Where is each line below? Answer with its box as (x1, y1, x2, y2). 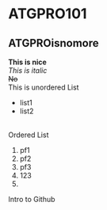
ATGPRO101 (8, 5, 87, 23)
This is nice (8, 57, 48, 67)
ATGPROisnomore (8, 36, 99, 50)
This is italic (8, 66, 48, 75)
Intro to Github (8, 195, 55, 204)
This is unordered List (8, 82, 79, 92)
